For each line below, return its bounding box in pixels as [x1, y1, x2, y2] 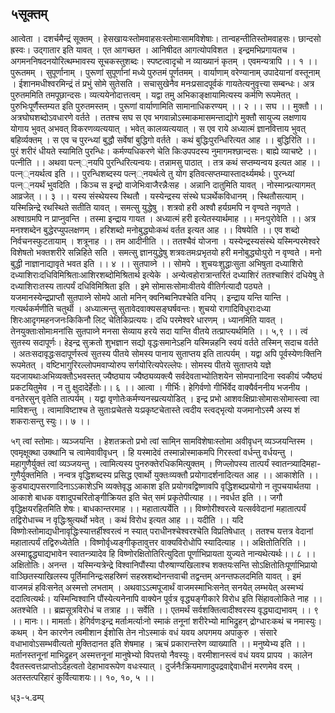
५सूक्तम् [10, 6, 48, 23]
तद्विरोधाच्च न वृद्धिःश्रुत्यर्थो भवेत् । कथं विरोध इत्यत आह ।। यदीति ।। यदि [10, 513, 244, 526]
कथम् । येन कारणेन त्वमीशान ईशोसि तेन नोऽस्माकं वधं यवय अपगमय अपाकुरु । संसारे [10, 626, 278, 638]
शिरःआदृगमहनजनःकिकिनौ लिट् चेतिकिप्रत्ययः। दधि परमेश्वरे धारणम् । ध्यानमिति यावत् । [10, 313, 284, 326]
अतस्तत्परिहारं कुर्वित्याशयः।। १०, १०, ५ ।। [10, 671, 155, 683]
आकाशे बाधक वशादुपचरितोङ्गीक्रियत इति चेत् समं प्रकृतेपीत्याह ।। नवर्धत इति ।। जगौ [10, 491, 283, 503]
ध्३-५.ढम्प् [10, 691, 45, 703]
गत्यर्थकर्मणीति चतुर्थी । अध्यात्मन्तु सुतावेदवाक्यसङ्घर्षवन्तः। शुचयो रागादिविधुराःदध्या [10, 302, 272, 314]
